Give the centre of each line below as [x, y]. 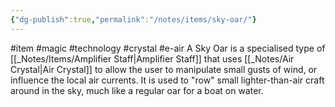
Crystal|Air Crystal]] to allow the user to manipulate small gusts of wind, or [164, 69]
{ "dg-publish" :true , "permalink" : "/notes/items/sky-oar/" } [133, 19]
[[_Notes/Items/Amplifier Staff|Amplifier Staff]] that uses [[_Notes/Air [152, 58]
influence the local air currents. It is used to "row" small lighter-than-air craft [167, 80]
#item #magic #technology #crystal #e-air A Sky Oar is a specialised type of [168, 48]
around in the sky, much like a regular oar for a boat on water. [137, 90]
